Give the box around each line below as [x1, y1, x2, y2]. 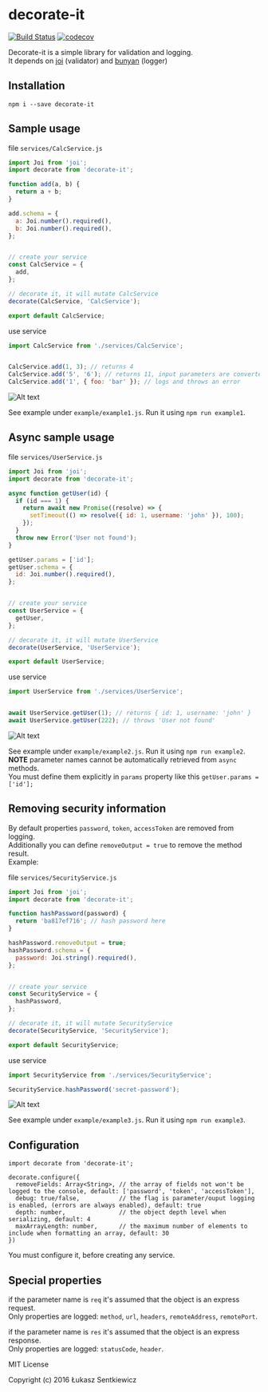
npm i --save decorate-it [8, 100, 94, 109]
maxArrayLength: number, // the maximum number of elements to [15, 1223, 248, 1231]
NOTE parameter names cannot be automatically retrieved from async [8, 754, 237, 764]
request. [8, 1303, 36, 1313]
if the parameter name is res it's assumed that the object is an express [8, 1327, 240, 1337]
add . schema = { [8, 209, 59, 217]
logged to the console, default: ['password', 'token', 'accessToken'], [8, 1188, 255, 1196]
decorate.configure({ [8, 1173, 81, 1182]
